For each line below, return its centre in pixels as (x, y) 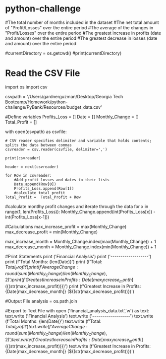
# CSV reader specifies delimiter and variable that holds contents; (79, 141)
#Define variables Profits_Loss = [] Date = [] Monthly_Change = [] (72, 117)
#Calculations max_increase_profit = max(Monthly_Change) (66, 226)
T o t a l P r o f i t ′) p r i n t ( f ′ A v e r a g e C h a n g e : (42, 267)
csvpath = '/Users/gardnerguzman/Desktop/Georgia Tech (64, 96)
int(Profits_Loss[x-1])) (27, 217)
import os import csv (27, 87)
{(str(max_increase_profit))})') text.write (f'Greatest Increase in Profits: (79, 346)
